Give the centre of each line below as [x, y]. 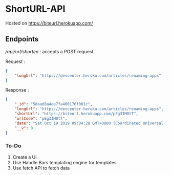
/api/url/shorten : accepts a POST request [49, 51]
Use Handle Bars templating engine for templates [64, 162]
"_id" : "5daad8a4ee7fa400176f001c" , [54, 104]
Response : [17, 90]
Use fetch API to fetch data [41, 168]
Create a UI [25, 157]
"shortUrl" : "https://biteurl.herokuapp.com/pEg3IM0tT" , [77, 114]
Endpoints [22, 39]
